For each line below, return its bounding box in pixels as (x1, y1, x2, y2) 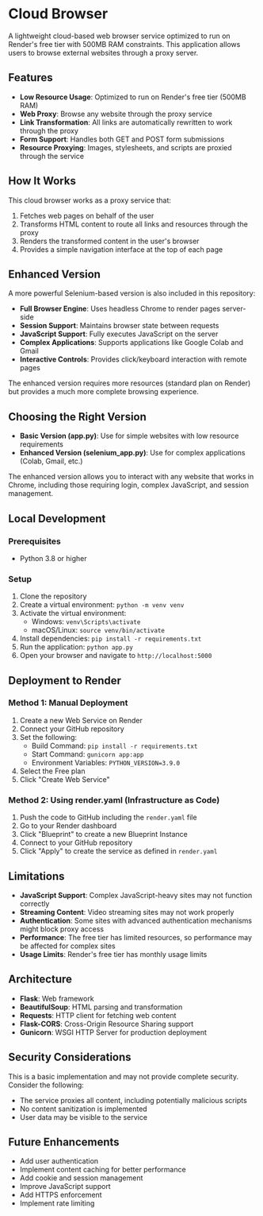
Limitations (8, 869, 65, 883)
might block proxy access (19, 924, 105, 934)
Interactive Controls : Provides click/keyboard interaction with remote (19, 354, 247, 364)
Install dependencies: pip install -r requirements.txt (19, 633, 202, 644)
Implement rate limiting (19, 1199, 95, 1208)
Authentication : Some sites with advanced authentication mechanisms (19, 916, 252, 925)
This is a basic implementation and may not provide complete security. (8, 1071, 239, 1081)
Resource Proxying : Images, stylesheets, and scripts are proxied (19, 142, 232, 152)
